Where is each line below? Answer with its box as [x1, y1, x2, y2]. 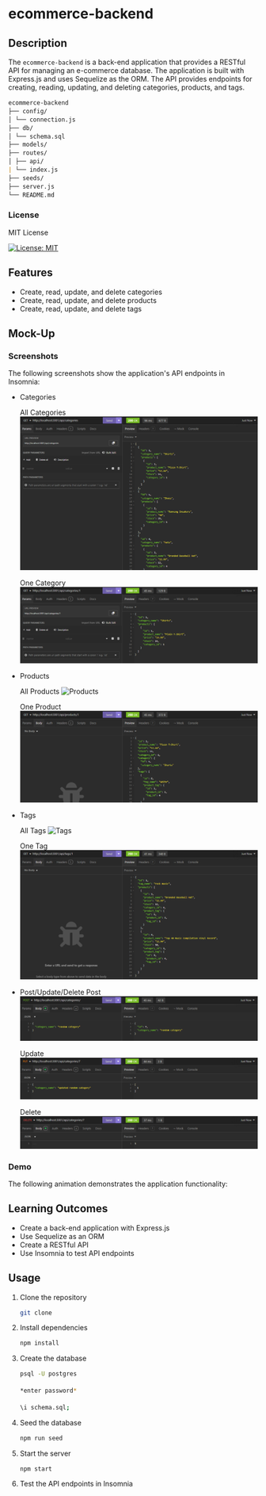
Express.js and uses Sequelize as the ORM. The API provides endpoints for [8, 75, 253, 83]
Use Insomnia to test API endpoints [19, 1248, 135, 1257]
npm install [19, 1339, 59, 1348]
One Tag [19, 841, 48, 851]
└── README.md [8, 191, 55, 199]
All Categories [19, 407, 66, 417]
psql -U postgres [19, 1370, 78, 1378]
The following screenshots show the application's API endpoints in [8, 369, 226, 378]
